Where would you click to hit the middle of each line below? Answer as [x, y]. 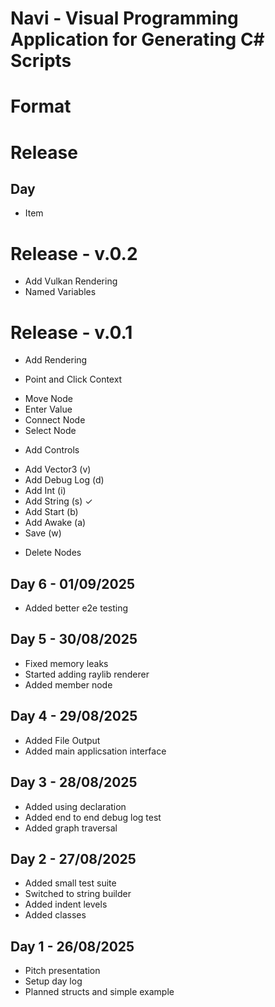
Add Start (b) [51, 512]
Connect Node [55, 420]
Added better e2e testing [76, 608]
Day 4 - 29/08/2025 [74, 716]
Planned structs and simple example [99, 992]
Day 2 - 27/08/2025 [73, 858]
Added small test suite [70, 883]
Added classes [55, 915]
